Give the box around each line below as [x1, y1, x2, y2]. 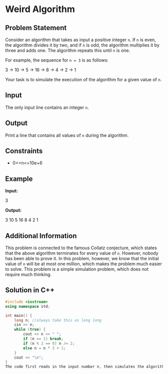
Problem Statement [5, 24, 67, 32]
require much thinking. [5, 272, 51, 278]
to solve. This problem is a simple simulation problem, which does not [5, 266, 149, 272]
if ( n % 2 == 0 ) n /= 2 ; [23, 341, 75, 346]
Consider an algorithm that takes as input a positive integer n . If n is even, [5, 37, 156, 43]
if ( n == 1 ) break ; [23, 336, 64, 341]
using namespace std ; [5, 304, 50, 309]
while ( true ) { [14, 327, 46, 332]
